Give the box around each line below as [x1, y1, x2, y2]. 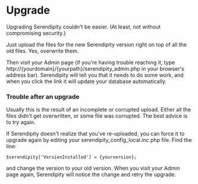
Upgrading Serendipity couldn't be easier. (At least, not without [6, 23, 161, 30]
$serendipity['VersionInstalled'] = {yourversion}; [6, 154, 137, 160]
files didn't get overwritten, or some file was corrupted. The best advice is [6, 112, 188, 119]
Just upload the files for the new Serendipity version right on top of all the [6, 41, 187, 48]
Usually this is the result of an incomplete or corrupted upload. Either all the [6, 106, 191, 113]
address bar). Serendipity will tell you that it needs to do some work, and [6, 71, 184, 78]
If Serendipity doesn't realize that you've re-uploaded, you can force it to [6, 130, 185, 137]
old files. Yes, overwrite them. [6, 47, 79, 54]
